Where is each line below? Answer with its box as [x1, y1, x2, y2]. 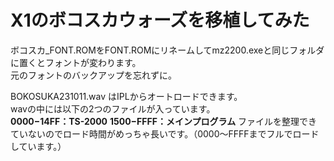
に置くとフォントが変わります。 [10, 56, 142, 68]
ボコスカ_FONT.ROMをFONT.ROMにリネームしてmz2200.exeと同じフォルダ [10, 44, 325, 56]
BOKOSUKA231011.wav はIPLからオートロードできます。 [10, 90, 243, 102]
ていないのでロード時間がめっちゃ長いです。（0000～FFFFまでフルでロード [10, 127, 320, 140]
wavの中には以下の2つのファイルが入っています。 [10, 102, 216, 115]
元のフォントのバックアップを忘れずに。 [10, 69, 177, 81]
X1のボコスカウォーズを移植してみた [10, 9, 310, 32]
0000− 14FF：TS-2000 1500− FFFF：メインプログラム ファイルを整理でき [10, 115, 318, 127]
